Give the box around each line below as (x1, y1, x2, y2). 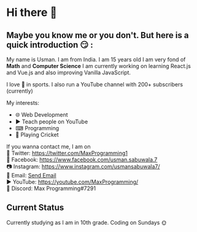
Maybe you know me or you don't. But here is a (6, 30, 189, 41)
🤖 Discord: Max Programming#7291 (6, 185, 96, 192)
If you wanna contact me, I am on (6, 143, 91, 150)
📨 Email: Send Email (6, 172, 56, 179)
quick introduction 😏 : (6, 39, 93, 50)
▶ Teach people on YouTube (15, 118, 88, 125)
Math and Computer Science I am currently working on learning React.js (6, 63, 191, 69)
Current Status (6, 203, 64, 213)
